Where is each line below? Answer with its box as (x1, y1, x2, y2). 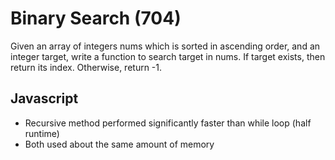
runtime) (24, 127, 60, 139)
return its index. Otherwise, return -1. (10, 61, 163, 73)
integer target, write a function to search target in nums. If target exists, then (10, 50, 326, 62)
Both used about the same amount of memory (24, 138, 215, 150)
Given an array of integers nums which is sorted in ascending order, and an (10, 40, 321, 52)
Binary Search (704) (10, 7, 182, 30)
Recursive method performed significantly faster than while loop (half (24, 117, 312, 129)
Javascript (10, 90, 79, 107)
